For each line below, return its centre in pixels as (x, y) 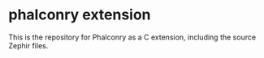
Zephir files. (28, 45)
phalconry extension (80, 15)
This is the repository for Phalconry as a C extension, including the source (132, 37)
